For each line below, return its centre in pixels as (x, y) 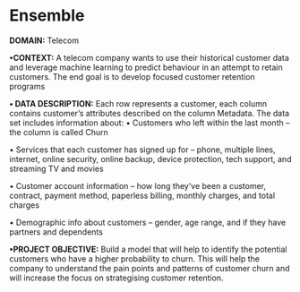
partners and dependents (56, 232)
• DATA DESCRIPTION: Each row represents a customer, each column (138, 103)
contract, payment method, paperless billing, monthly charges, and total (142, 195)
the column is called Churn (59, 132)
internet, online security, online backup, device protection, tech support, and (150, 159)
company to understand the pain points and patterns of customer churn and (150, 268)
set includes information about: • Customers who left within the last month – (150, 123)
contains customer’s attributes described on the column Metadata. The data (149, 113)
